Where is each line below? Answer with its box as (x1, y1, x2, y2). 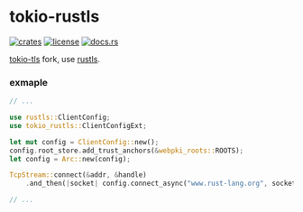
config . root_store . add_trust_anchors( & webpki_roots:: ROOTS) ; (9, 146, 244, 155)
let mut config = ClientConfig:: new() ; (9, 137, 160, 146)
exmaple (9, 76, 48, 88)
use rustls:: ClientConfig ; (9, 113, 111, 123)
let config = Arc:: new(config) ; (9, 154, 131, 163)
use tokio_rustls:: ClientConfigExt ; (9, 121, 147, 130)
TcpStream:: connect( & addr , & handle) (9, 171, 147, 180)
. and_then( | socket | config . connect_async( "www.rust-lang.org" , (25, 179, 269, 189)
